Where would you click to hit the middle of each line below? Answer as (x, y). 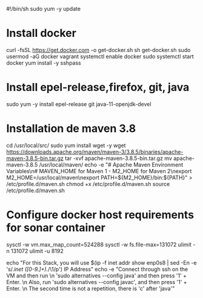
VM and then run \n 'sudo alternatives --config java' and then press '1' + (96, 276)
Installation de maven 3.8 (71, 129)
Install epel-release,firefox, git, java (98, 88)
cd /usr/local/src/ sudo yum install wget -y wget (66, 145)
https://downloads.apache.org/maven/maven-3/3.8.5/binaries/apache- (95, 151)
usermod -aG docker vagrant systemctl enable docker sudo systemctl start (100, 56)
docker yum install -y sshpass (44, 62)
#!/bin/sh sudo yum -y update (43, 9)
